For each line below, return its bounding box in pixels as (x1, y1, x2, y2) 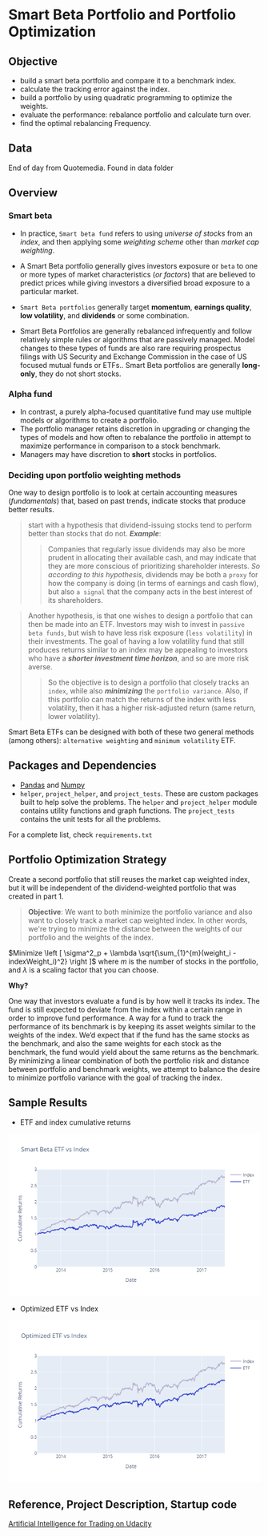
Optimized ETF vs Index (19, 1304, 98, 1313)
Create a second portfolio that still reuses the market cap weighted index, (8, 874, 250, 883)
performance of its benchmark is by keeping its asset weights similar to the (8, 1021, 256, 1031)
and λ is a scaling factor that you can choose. (8, 964, 159, 975)
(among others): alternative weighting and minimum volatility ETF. (8, 736, 236, 746)
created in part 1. (8, 891, 64, 901)
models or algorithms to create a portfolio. (19, 415, 159, 425)
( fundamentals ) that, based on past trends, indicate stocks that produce (8, 496, 246, 506)
